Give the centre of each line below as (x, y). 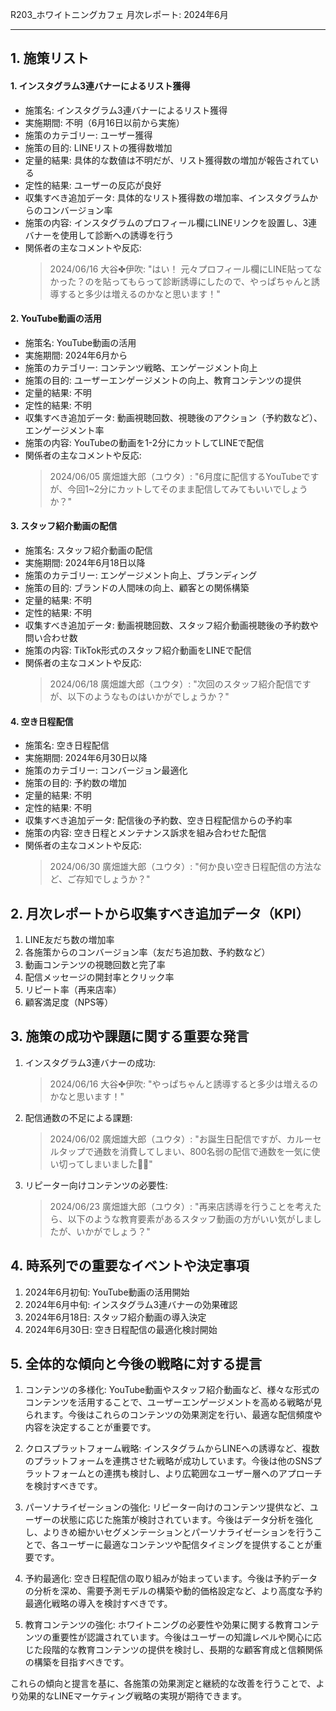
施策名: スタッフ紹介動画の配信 (88, 550)
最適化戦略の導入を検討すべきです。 (98, 1604)
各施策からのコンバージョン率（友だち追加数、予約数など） (147, 952)
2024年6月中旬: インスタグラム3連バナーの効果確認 (131, 1304)
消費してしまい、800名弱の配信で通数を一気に (215, 1151)
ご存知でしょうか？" (108, 879)
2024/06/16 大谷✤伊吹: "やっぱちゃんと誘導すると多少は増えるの (184, 1084)
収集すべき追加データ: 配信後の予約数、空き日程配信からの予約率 (158, 820)
